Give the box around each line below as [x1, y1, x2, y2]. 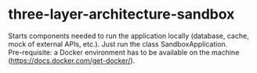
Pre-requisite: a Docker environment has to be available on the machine [8, 47, 240, 57]
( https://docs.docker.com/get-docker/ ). [8, 56, 136, 65]
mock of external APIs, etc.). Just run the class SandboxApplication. [8, 39, 228, 48]
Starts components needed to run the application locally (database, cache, [8, 31, 249, 40]
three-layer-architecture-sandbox [8, 5, 235, 23]
